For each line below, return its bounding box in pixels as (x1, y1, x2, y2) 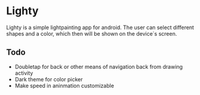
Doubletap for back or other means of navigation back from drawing (14, 63, 183, 70)
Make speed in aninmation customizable (14, 82, 115, 89)
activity (14, 69, 33, 77)
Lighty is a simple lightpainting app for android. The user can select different (6, 24, 194, 31)
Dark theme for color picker (14, 75, 83, 83)
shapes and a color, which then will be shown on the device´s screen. (6, 30, 177, 37)
